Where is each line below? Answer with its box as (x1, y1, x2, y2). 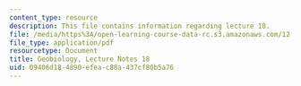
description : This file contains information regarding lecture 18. (9, 21, 271, 30)
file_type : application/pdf (9, 38, 115, 47)
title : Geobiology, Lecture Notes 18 (9, 55, 150, 64)
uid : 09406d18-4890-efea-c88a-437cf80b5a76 (9, 64, 175, 73)
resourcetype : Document (9, 47, 99, 56)
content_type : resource (9, 13, 99, 22)
